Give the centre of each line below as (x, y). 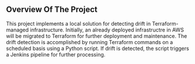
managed (18, 30)
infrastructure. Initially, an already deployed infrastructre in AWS (107, 30)
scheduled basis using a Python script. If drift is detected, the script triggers (98, 48)
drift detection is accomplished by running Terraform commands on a (90, 42)
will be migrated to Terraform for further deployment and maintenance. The (97, 36)
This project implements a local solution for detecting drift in (79, 23)
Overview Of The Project (52, 10)
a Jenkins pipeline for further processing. (56, 54)
